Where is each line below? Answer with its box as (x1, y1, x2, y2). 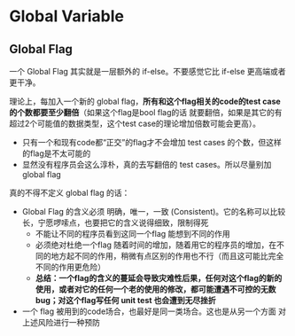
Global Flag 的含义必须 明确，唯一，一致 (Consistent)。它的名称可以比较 (21, 207, 286, 216)
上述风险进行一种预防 (21, 317, 100, 327)
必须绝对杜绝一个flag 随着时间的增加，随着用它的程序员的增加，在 (35, 239, 277, 250)
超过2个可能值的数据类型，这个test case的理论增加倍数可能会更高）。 (9, 118, 261, 129)
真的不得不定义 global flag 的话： (9, 188, 130, 198)
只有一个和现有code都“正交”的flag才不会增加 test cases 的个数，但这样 (21, 137, 282, 147)
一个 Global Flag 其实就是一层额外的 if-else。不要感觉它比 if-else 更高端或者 (9, 66, 286, 76)
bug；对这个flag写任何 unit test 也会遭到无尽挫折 (35, 295, 216, 305)
